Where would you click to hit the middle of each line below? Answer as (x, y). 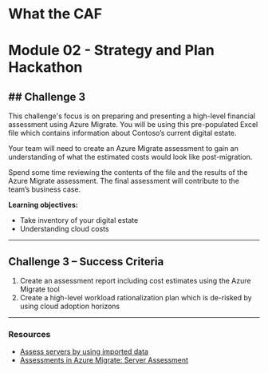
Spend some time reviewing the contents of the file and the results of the (128, 173)
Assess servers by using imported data (84, 351)
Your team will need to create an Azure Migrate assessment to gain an (124, 149)
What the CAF (55, 14)
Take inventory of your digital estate (79, 220)
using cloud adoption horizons (70, 306)
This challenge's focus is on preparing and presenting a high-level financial (132, 116)
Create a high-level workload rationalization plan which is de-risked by (136, 298)
